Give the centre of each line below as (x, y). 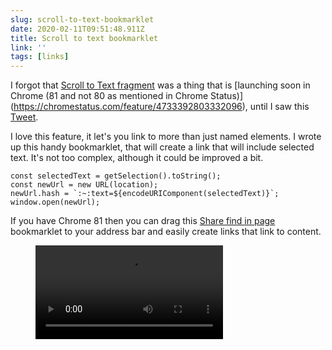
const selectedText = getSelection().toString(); (116, 176)
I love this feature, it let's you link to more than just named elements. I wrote (166, 137)
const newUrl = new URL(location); (84, 185)
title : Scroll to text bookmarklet (84, 38)
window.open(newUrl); (55, 202)
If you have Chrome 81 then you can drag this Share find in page (143, 221)
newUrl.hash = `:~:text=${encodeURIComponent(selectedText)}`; (145, 194)
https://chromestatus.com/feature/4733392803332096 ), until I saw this (161, 107)
